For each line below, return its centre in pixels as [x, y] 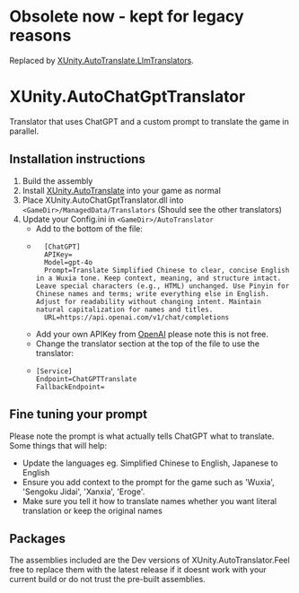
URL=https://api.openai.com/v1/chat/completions [136, 317]
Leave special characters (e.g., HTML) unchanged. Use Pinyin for [163, 286]
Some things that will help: [58, 445]
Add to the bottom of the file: [89, 228]
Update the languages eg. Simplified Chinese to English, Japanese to [150, 463]
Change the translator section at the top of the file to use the [148, 344]
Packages [37, 539]
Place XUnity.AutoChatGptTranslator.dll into [103, 200]
